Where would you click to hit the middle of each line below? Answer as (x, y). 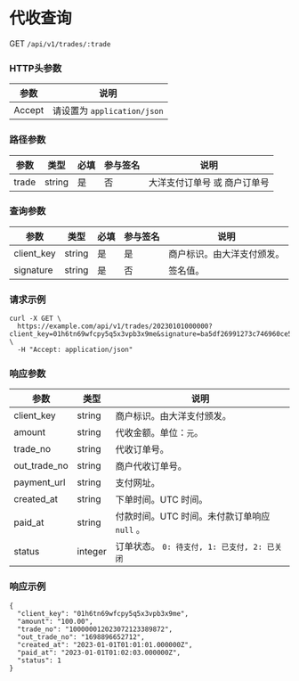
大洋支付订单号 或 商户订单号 (209, 182)
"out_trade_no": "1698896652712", (81, 637)
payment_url (40, 482)
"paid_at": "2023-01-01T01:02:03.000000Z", (99, 652)
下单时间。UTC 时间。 (162, 500)
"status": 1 (40, 660)
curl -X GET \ (36, 319)
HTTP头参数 (36, 68)
